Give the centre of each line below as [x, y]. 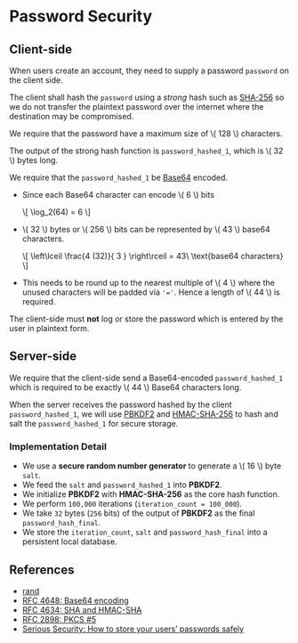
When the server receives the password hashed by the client [121, 404]
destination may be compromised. [72, 116]
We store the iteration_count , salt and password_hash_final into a [145, 533]
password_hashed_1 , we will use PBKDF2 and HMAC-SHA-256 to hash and [144, 414]
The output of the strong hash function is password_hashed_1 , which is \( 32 [146, 151]
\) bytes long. [34, 160]
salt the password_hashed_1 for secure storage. [94, 423]
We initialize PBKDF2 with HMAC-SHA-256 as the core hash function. [151, 494]
